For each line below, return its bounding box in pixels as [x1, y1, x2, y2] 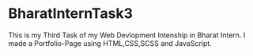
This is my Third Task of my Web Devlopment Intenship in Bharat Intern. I [8, 30, 246, 40]
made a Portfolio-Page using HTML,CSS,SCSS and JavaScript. [8, 38, 212, 47]
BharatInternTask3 [8, 5, 133, 23]
